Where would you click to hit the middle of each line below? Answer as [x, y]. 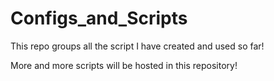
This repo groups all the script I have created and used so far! [137, 46]
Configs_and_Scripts [99, 18]
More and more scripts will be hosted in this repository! [124, 65]
